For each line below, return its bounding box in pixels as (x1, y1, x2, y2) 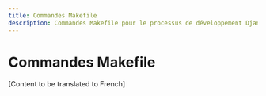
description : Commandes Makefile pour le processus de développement (8, 19, 243, 27)
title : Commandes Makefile (8, 11, 97, 20)
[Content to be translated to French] (8, 79, 126, 89)
